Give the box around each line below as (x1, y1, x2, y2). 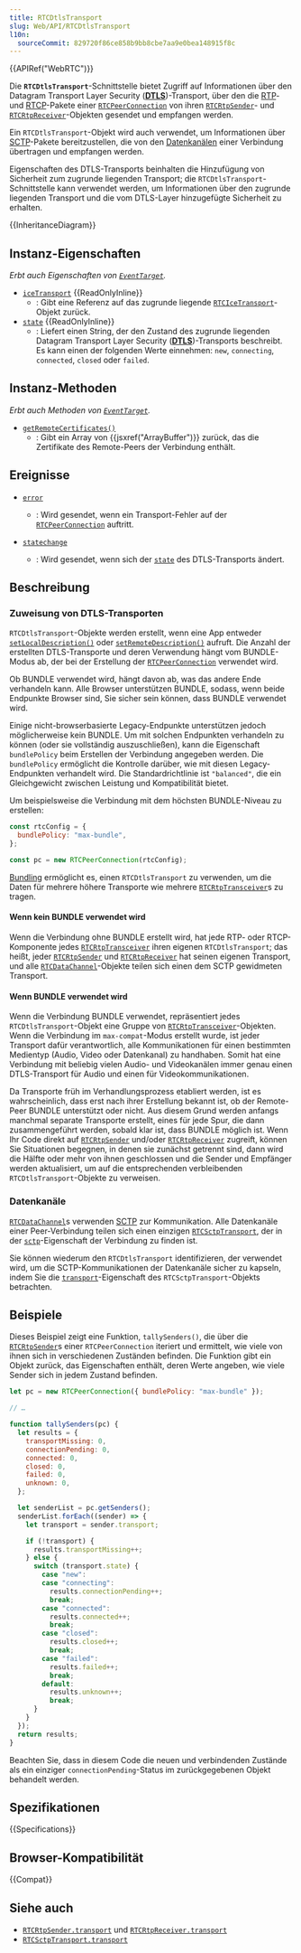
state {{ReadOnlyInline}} (22, 316, 115, 327)
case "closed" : (41, 1629, 99, 1638)
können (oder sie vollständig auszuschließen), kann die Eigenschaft (9, 739, 260, 750)
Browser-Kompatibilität (9, 1850, 144, 1865)
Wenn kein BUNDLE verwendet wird (9, 912, 146, 923)
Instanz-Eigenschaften (9, 246, 141, 261)
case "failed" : (41, 1654, 99, 1663)
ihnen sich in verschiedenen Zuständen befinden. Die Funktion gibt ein (9, 1350, 272, 1361)
